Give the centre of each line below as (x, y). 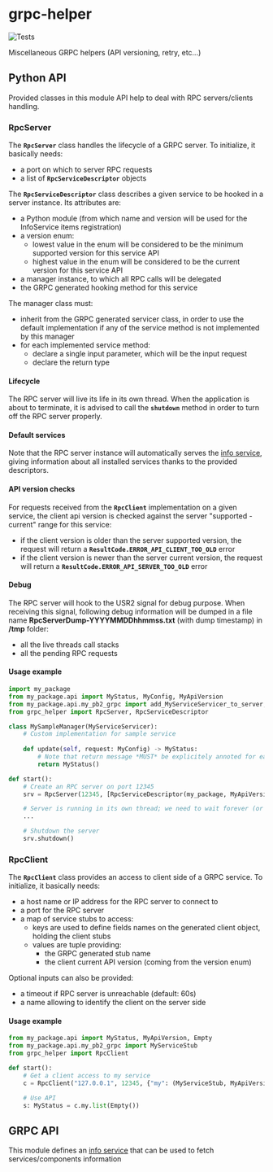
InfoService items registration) (71, 227)
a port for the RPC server (62, 910)
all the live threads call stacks (69, 645)
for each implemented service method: (85, 345)
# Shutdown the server (61, 831)
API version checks (42, 489)
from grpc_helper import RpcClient (69, 1054)
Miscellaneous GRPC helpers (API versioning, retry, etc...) (105, 52)
